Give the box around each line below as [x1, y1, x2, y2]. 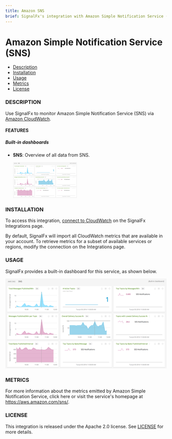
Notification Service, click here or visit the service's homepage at [5, 393, 143, 400]
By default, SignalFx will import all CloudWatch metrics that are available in [5, 233, 163, 239]
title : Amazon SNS [5, 8, 45, 13]
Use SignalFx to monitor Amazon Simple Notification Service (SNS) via [5, 110, 154, 116]
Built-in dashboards [5, 139, 49, 145]
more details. [5, 429, 33, 435]
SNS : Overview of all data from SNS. [12, 152, 90, 158]
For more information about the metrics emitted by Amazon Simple [5, 388, 146, 394]
